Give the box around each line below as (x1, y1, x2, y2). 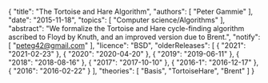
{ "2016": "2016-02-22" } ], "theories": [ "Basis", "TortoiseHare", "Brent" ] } (8, 66, 255, 75)
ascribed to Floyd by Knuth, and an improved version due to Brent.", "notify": (8, 32, 261, 41)
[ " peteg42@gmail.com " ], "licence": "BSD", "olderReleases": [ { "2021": (8, 41, 246, 50)
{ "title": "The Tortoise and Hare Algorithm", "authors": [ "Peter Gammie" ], (8, 7, 254, 16)
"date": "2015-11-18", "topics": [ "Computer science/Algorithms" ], (8, 15, 226, 25)
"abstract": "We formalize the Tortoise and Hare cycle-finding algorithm (8, 24, 245, 33)
